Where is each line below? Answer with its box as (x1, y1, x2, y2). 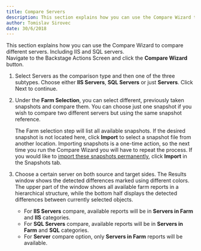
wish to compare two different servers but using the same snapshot (14, 109, 182, 117)
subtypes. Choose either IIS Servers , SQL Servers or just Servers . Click (14, 79, 193, 86)
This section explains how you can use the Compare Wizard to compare (6, 42, 184, 49)
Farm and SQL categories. (23, 226, 89, 234)
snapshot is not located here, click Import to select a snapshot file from (14, 134, 191, 141)
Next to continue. (14, 85, 58, 93)
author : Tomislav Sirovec (6, 20, 71, 26)
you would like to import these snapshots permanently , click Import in (14, 153, 187, 160)
